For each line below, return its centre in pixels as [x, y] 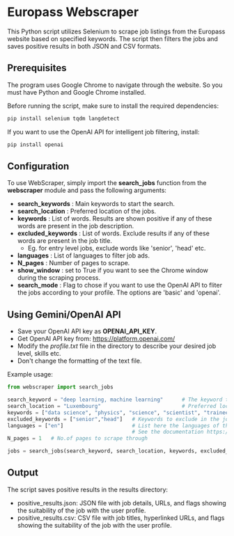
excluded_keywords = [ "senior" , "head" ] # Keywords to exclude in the [113, 419]
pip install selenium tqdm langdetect [63, 118]
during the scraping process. [59, 278]
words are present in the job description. [76, 226]
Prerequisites [37, 68]
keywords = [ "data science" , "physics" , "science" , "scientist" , [104, 412]
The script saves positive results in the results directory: [88, 489]
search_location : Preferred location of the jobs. [87, 211]
